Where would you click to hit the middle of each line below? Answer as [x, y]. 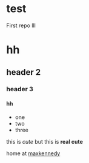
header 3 [20, 89]
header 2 [24, 72]
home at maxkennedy [33, 153]
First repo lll [21, 25]
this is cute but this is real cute [45, 141]
